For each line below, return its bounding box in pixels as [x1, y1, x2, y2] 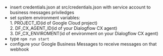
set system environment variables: [9, 15, 80, 20]
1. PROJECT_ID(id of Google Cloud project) [9, 20, 98, 26]
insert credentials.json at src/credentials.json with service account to [9, 4, 151, 10]
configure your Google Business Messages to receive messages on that [9, 41, 157, 47]
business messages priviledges [9, 9, 74, 15]
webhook [9, 47, 29, 52]
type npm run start [9, 36, 50, 42]
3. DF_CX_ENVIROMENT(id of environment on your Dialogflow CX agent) [9, 31, 159, 36]
